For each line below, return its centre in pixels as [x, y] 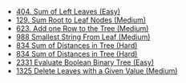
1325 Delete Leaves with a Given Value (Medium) [97, 71]
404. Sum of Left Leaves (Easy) [68, 12]
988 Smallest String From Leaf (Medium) [83, 37]
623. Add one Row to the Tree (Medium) [82, 28]
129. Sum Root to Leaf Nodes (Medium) [81, 20]
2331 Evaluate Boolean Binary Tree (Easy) [85, 62]
